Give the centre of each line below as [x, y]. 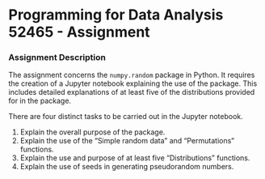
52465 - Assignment [80, 32]
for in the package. [40, 101]
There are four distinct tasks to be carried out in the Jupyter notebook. [126, 117]
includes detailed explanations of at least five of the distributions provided [132, 92]
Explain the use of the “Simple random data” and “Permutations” [127, 141]
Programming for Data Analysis [116, 15]
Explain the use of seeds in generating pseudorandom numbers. [127, 167]
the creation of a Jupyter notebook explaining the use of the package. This [133, 83]
